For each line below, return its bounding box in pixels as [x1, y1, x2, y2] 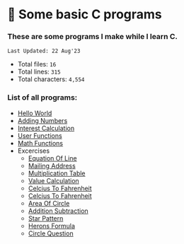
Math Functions [17, 139, 64, 147]
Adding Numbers [17, 116, 68, 124]
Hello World [17, 109, 52, 117]
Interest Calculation [17, 124, 75, 132]
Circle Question [28, 229, 74, 238]
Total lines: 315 [17, 67, 62, 76]
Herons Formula [28, 221, 76, 230]
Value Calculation [28, 176, 79, 185]
